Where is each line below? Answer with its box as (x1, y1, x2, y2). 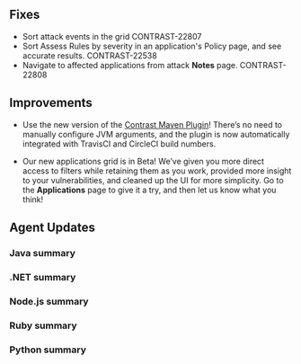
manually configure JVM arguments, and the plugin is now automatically (22, 129, 290, 139)
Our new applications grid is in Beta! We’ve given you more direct (22, 155, 265, 166)
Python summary (9, 343, 87, 356)
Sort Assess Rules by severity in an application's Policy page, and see (22, 40, 282, 51)
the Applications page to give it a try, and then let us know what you (22, 184, 277, 195)
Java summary (9, 246, 76, 259)
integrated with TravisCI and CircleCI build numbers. (22, 138, 217, 149)
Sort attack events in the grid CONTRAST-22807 (22, 31, 202, 41)
